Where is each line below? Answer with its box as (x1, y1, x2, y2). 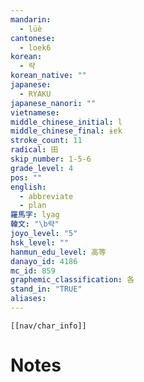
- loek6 (19, 42, 52, 53)
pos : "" (10, 172, 43, 183)
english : (10, 182, 47, 192)
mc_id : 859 (10, 266, 56, 276)
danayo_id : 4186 (10, 256, 78, 266)
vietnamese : (10, 107, 60, 118)
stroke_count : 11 (10, 136, 83, 146)
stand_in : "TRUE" (10, 284, 83, 295)
